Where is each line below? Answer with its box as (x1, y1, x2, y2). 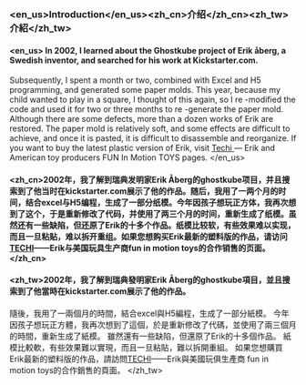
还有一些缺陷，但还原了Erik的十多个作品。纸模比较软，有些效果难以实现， (16, 219, 296, 230)
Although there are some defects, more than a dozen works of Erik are (9, 114, 274, 125)
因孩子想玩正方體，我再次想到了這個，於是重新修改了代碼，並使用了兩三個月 (9, 319, 297, 329)
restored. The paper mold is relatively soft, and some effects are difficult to (9, 123, 291, 134)
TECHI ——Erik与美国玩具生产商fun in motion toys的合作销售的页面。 (9, 242, 270, 253)
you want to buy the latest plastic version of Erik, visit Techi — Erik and (9, 143, 276, 154)
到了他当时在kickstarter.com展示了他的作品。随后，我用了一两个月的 (16, 185, 279, 197)
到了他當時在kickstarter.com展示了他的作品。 (16, 286, 191, 297)
